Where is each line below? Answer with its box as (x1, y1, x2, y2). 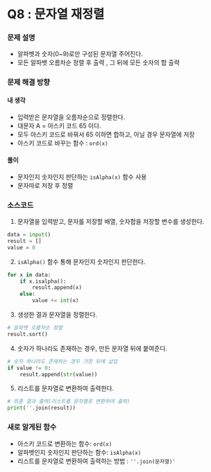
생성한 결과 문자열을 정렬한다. (17, 311, 98, 319)
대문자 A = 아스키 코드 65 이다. (17, 121, 102, 130)
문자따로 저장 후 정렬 (17, 181, 74, 189)
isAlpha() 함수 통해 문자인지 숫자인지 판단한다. (17, 257, 146, 265)
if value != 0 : (7, 365, 51, 372)
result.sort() (7, 331, 49, 338)
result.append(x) (32, 284, 82, 291)
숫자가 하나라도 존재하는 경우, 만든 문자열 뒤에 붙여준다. (17, 344, 168, 352)
